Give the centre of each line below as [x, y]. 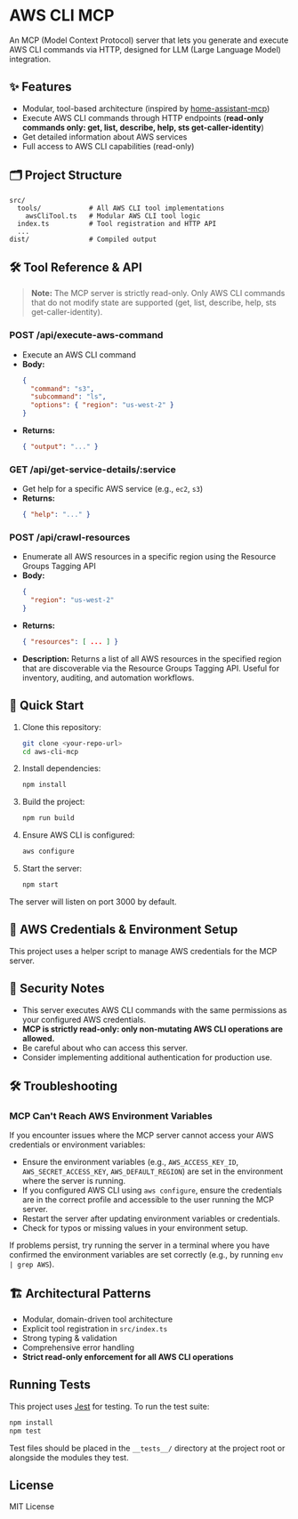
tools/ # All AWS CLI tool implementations [121, 208]
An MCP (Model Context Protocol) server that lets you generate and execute [149, 40]
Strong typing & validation [69, 1338]
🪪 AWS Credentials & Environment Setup [124, 930]
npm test [25, 1431]
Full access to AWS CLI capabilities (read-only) [108, 146]
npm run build [48, 818]
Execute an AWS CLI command [79, 354]
